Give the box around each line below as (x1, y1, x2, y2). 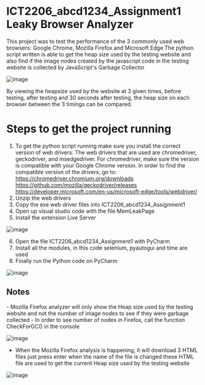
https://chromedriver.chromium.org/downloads (15, 175, 134, 182)
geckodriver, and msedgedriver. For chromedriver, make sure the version (15, 155, 199, 162)
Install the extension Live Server (15, 213, 97, 221)
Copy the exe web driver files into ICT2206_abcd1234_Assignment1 (15, 200, 185, 208)
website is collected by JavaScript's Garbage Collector (6, 63, 145, 71)
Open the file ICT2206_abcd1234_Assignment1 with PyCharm (15, 237, 170, 245)
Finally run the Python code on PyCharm (15, 257, 118, 264)
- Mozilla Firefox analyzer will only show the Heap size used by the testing (6, 303, 193, 310)
